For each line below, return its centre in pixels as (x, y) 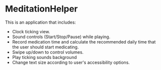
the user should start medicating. (45, 47)
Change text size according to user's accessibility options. (71, 62)
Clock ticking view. (31, 31)
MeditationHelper (41, 9)
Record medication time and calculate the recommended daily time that (84, 42)
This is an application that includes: (40, 22)
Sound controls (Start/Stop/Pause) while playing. (61, 37)
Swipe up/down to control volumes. (48, 52)
